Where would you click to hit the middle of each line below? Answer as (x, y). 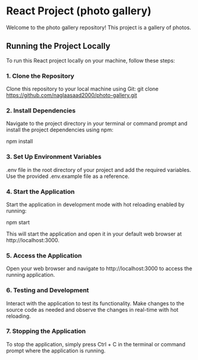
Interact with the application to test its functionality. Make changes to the (95, 303)
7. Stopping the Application (46, 331)
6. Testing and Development (48, 290)
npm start (18, 222)
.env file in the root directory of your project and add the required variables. (99, 170)
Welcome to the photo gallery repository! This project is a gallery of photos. (99, 27)
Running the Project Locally (58, 46)
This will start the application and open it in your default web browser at (94, 234)
